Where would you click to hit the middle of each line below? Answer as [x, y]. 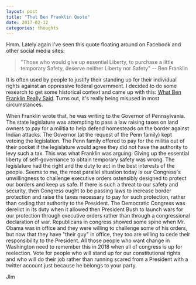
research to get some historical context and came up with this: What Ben [94, 92]
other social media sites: [35, 51]
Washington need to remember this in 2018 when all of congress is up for [94, 247]
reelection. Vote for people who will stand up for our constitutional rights [93, 253]
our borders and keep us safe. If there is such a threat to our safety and [92, 185]
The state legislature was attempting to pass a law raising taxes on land [92, 122]
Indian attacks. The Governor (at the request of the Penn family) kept [89, 135]
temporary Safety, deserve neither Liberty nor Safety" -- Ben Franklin [104, 69]
